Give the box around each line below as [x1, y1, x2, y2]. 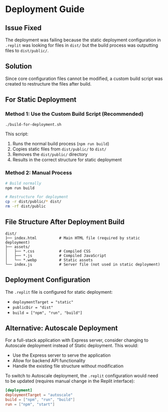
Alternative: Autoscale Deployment [5, 324, 118, 333]
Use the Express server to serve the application [12, 352, 111, 358]
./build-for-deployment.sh [5, 122, 62, 127]
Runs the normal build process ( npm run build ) [12, 141, 109, 147]
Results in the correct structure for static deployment [12, 157, 122, 163]
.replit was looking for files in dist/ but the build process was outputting [5, 42, 158, 48]
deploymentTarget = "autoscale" [5, 392, 73, 398]
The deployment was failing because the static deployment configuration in [5, 37, 161, 43]
